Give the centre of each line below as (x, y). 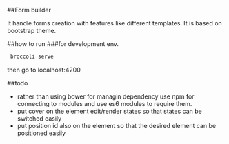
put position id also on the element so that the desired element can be (116, 125)
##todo (18, 83)
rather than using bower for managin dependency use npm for (106, 96)
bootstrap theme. (32, 31)
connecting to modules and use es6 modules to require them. (104, 103)
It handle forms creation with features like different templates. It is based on (114, 23)
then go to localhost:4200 (44, 70)
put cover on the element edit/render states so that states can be (109, 111)
